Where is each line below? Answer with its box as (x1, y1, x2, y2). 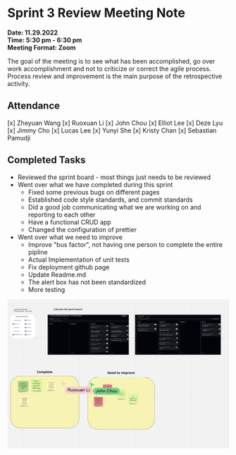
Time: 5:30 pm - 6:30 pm (7, 35, 82, 44)
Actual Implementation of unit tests (27, 255, 130, 264)
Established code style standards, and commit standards (27, 195, 193, 204)
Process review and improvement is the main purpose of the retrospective (7, 72, 223, 80)
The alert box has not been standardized (27, 277, 147, 286)
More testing (27, 285, 66, 293)
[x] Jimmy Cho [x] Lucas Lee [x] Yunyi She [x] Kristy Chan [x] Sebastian (7, 126, 217, 135)
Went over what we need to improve (17, 233, 123, 241)
